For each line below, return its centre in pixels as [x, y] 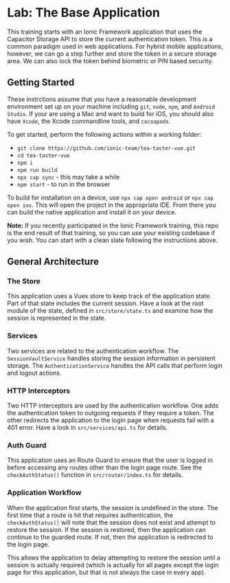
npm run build [37, 170]
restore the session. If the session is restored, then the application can [106, 529]
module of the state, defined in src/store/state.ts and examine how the [110, 311]
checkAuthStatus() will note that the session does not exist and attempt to [112, 522]
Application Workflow [44, 493]
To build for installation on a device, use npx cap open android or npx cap [111, 197]
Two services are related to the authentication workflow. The [93, 351]
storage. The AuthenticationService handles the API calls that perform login [115, 365]
